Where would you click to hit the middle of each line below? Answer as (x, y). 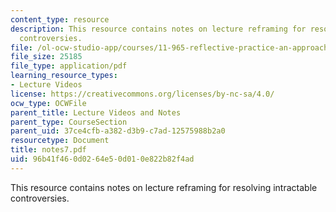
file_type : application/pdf (69, 66)
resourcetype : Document (60, 141)
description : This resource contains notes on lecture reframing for (158, 29)
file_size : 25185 (46, 57)
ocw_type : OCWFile (48, 103)
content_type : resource (60, 19)
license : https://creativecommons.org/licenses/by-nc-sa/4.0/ (142, 94)
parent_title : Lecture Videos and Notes (96, 112)
